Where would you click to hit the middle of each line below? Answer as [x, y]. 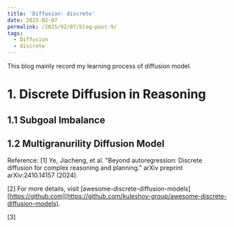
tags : [15, 33]
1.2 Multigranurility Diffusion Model [86, 144]
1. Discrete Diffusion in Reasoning [107, 94]
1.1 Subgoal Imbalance [56, 120]
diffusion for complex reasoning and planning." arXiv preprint [95, 168]
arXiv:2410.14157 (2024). [43, 175]
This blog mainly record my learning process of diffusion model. [100, 66]
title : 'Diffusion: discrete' [51, 14]
